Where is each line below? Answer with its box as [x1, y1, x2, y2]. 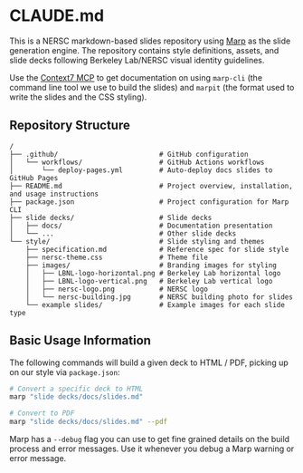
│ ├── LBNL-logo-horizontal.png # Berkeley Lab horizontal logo [25, 268, 281, 277]
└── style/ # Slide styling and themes [9, 236, 265, 246]
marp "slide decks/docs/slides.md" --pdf [9, 418, 168, 427]
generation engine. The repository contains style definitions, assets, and [9, 44, 279, 55]
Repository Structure [9, 118, 131, 133]
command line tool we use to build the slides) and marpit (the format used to [9, 82, 295, 92]
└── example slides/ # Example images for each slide [25, 300, 285, 309]
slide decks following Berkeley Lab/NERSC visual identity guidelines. [9, 54, 265, 65]
